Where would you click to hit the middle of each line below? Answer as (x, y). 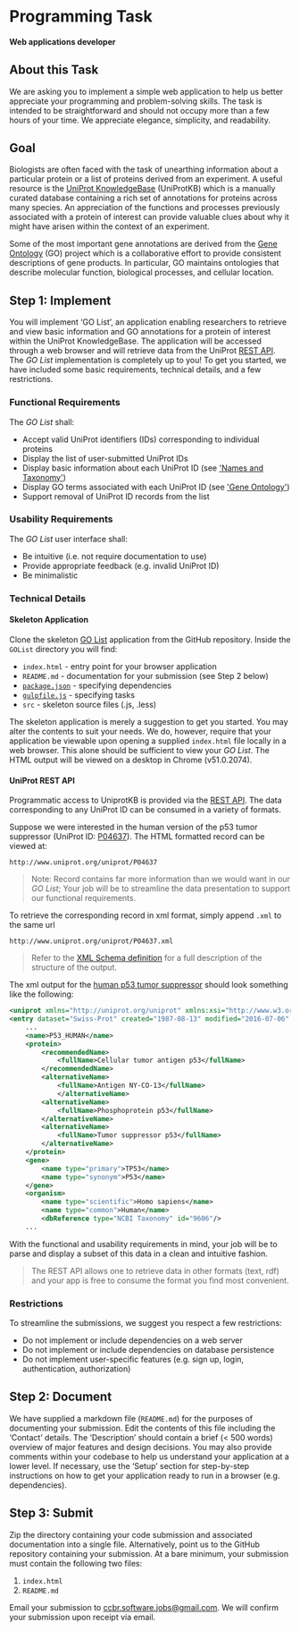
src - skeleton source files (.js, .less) (89, 704)
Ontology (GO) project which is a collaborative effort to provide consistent (145, 253)
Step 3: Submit (51, 1513)
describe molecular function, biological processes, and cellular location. (142, 272)
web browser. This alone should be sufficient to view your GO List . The (139, 750)
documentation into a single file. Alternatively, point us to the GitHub (135, 1544)
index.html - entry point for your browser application (119, 666)
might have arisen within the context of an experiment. (109, 226)
